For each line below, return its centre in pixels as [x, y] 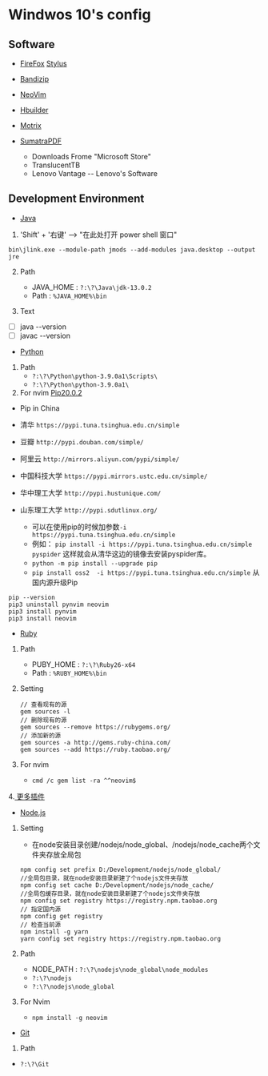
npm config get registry [61, 916]
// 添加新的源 [40, 735]
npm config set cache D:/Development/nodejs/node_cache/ [117, 885]
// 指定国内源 [40, 909]
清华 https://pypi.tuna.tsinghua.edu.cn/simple [100, 424]
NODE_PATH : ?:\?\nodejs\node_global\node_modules [120, 969]
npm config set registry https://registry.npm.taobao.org [118, 901]
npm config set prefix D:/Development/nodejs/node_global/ [120, 869]
